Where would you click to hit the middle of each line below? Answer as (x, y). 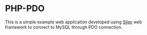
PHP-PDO (25, 9)
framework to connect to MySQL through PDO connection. (64, 27)
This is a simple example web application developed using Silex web (73, 22)
